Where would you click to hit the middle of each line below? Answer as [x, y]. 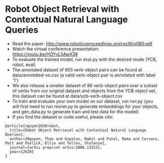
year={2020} [22, 152]
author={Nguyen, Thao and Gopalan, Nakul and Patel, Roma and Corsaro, [85, 139]
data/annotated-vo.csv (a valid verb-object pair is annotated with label [84, 75]
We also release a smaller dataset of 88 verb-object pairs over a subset [85, 85]
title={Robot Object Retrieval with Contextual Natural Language [78, 130]
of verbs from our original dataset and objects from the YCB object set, [84, 91]
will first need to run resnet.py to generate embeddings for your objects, [85, 106]
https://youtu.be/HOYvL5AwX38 [45, 54]
